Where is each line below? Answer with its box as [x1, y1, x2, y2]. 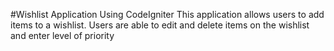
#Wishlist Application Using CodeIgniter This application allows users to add [10, 9, 325, 20]
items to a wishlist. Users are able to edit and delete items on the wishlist [10, 19, 310, 31]
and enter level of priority [10, 30, 115, 41]
